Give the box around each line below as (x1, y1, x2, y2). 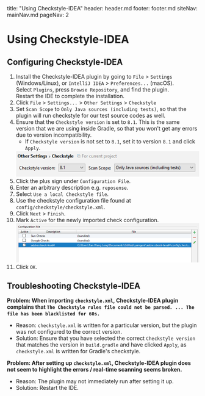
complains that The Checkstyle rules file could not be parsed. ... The (7, 303, 195, 311)
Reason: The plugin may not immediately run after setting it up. (15, 378, 174, 385)
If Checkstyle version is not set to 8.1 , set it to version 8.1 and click (24, 138, 196, 145)
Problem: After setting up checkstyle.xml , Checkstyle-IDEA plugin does (7, 359, 192, 367)
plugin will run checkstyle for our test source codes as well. (15, 112, 166, 119)
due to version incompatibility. (15, 131, 92, 139)
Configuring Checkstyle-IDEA (7, 57, 123, 67)
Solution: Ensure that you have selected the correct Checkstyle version (15, 334, 196, 342)
